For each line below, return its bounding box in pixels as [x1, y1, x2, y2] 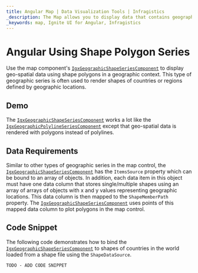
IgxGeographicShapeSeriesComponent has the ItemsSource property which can [6, 168, 192, 175]
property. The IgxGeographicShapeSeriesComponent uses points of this [6, 199, 174, 206]
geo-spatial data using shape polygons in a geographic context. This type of [6, 71, 192, 78]
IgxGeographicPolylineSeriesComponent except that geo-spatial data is [6, 122, 177, 130]
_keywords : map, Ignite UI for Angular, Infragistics [6, 19, 141, 25]
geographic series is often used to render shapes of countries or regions [6, 77, 183, 84]
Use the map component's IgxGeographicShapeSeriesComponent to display [6, 64, 184, 71]
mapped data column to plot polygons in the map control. [6, 205, 146, 213]
